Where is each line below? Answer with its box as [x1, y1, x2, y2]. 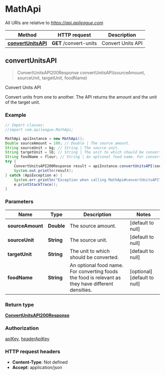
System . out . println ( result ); [14, 168, 74, 173]
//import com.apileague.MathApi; [5, 127, 74, 132]
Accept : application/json [12, 365, 62, 371]
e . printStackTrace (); [14, 182, 58, 187]
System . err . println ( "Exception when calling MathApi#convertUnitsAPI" [14, 177, 162, 182]
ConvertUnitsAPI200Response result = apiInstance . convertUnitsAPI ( [14, 164, 155, 169]
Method [18, 31, 37, 38]
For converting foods [69, 268, 118, 274]
